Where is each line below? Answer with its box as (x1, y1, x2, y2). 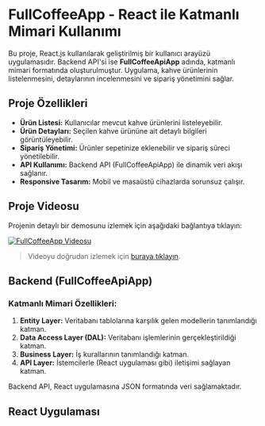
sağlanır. (19, 168, 48, 177)
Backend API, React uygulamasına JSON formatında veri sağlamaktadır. (8, 382, 242, 391)
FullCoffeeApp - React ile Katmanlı (8, 6, 240, 24)
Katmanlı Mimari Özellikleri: (8, 298, 117, 309)
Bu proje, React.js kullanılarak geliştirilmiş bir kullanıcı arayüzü (8, 48, 211, 58)
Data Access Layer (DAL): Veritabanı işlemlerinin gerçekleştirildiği (19, 333, 236, 342)
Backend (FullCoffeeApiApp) (8, 274, 153, 287)
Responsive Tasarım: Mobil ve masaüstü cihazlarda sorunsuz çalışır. (19, 177, 245, 186)
